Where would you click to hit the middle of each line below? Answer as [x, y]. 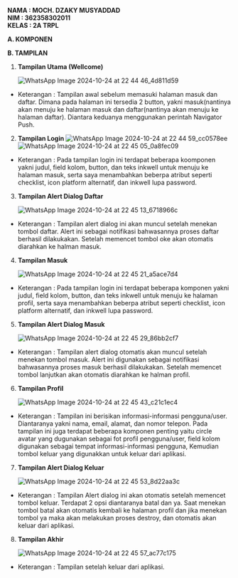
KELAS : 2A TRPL [33, 25]
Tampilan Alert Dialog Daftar [60, 196]
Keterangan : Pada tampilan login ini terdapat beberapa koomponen [117, 160]
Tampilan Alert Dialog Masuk [61, 324]
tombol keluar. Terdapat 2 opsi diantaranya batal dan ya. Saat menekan [121, 503]
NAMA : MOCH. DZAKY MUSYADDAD [64, 10]
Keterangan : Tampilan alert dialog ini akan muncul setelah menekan [117, 224]
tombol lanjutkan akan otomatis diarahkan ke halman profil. [104, 374]
